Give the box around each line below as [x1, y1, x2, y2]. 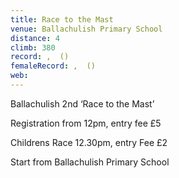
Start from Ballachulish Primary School [10, 156, 170, 168]
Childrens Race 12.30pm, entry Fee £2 [10, 136, 168, 148]
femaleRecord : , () [10, 61, 97, 71]
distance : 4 [10, 33, 60, 43]
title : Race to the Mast [10, 14, 114, 25]
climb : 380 [10, 42, 56, 53]
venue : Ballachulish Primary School [10, 24, 163, 34]
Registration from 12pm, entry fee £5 [10, 117, 162, 129]
